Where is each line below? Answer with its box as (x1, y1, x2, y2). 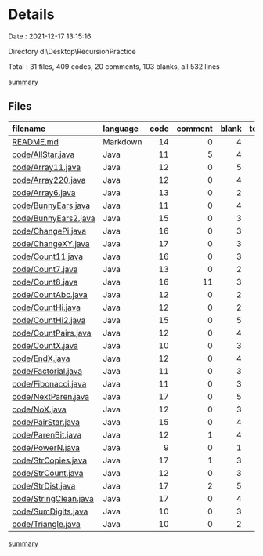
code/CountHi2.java (12, 314, 86, 325)
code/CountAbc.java (12, 289, 88, 300)
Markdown (103, 136, 142, 147)
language (103, 123, 139, 134)
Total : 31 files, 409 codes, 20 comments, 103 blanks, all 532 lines (8, 61, 221, 71)
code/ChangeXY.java (12, 238, 90, 249)
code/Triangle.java (12, 518, 81, 529)
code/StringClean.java (12, 492, 94, 503)
